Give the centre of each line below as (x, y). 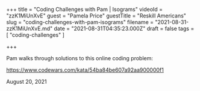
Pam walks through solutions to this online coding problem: (80, 58)
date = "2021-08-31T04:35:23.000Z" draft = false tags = (124, 28)
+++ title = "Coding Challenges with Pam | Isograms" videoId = (85, 9)
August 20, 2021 (27, 82)
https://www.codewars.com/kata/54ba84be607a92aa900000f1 (85, 70)
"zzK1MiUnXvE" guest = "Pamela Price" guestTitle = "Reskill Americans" (96, 16)
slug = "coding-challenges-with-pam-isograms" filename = (80, 22)
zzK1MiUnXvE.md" (30, 28)
